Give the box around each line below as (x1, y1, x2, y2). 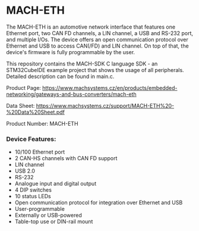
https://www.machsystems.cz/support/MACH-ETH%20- (36, 102, 174, 109)
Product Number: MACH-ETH (6, 120, 78, 127)
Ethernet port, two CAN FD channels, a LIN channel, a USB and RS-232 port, (6, 29, 193, 36)
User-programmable (14, 205, 65, 213)
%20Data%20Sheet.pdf (6, 108, 65, 115)
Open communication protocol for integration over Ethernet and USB (14, 199, 183, 206)
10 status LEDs (14, 193, 52, 200)
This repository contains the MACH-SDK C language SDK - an (6, 60, 158, 67)
